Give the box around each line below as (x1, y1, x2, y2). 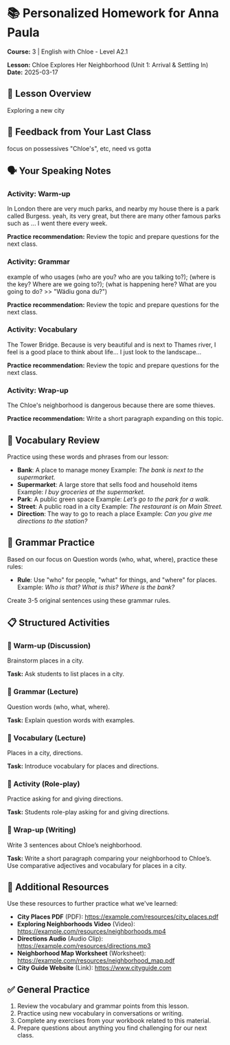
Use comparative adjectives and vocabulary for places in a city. (7, 861, 187, 869)
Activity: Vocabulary (7, 325, 78, 334)
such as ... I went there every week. (7, 219, 108, 227)
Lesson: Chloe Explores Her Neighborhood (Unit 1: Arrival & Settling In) (7, 60, 209, 69)
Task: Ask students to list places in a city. (7, 670, 125, 678)
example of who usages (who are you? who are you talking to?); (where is (7, 273, 216, 281)
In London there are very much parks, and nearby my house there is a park (7, 205, 220, 213)
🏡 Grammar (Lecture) (7, 687, 79, 697)
